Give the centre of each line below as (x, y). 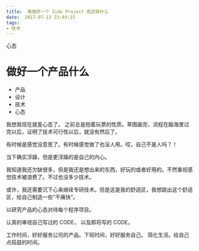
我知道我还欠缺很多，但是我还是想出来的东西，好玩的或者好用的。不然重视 (97, 170)
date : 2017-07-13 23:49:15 (41, 17)
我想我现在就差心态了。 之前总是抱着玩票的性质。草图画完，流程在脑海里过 (98, 125)
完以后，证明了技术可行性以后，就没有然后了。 (63, 132)
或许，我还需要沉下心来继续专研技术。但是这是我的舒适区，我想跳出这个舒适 (99, 190)
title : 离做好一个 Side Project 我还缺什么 (57, 12)
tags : (13, 23)
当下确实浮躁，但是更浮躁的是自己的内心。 (58, 157)
